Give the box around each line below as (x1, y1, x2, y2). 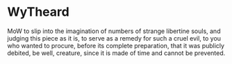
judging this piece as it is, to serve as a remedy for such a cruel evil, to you (7, 34, 221, 42)
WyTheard (7, 4, 69, 20)
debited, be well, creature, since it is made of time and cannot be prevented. (7, 49, 226, 57)
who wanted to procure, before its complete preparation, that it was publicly (7, 41, 224, 50)
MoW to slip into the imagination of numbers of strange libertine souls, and (7, 27, 221, 35)
